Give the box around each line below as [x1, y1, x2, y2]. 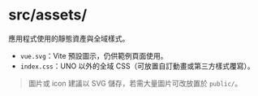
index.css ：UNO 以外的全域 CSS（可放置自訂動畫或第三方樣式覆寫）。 [19, 61, 255, 71]
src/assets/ [8, 6, 88, 24]
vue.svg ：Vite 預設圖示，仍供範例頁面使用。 [19, 50, 168, 60]
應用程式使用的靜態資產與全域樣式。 [8, 33, 130, 43]
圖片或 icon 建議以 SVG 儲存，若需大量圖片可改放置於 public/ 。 [28, 78, 243, 88]
